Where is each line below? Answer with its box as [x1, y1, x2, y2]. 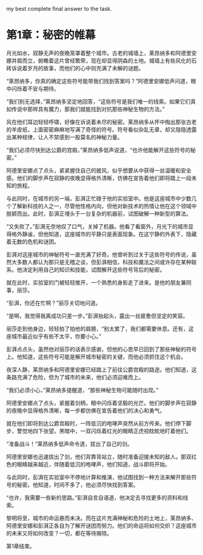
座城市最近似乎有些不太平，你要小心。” [6, 333, 101, 340]
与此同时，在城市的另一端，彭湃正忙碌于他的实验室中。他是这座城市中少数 [6, 194, 192, 202]
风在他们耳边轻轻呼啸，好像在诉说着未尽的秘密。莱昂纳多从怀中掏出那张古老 [6, 118, 197, 125]
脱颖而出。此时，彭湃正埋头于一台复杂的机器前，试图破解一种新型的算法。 [6, 210, 192, 217]
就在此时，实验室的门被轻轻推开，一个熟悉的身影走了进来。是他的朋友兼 [6, 279, 186, 286]
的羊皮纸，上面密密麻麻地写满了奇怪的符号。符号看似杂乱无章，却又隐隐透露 [6, 125, 197, 133]
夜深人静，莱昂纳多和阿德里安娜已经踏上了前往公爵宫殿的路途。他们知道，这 [6, 366, 197, 373]
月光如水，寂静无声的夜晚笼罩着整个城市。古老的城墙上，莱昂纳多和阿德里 [6, 49, 192, 56]
